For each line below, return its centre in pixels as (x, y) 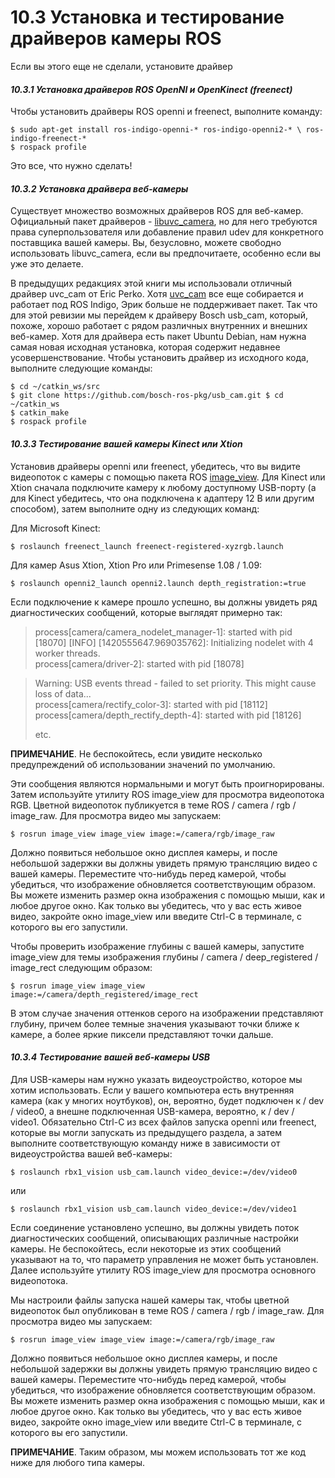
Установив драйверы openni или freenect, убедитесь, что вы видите (155, 466)
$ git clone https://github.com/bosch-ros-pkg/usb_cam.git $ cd (147, 396)
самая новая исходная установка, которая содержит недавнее (145, 347)
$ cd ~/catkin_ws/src (55, 387)
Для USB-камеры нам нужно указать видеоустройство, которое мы (156, 1079)
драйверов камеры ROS (116, 38)
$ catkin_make (40, 413)
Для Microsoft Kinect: (55, 528)
